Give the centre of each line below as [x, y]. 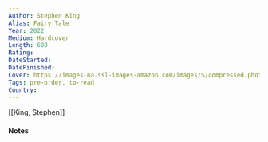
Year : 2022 [26, 30]
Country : [23, 90]
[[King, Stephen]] [37, 112]
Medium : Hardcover [39, 38]
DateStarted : [30, 61]
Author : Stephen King [44, 16]
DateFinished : [32, 68]
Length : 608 [28, 45]
